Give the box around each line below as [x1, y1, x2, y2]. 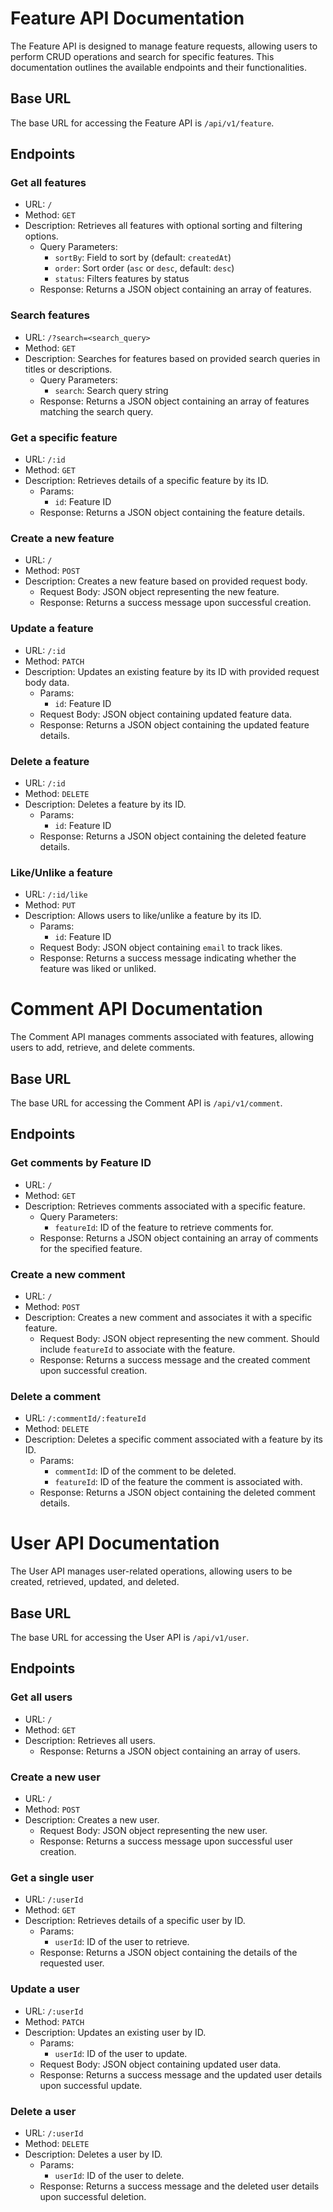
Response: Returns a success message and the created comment [39, 1353, 311, 1366]
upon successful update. [39, 2079, 143, 2091]
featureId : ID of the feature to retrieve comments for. [54, 1221, 274, 1233]
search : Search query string [54, 384, 169, 396]
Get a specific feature [10, 430, 118, 444]
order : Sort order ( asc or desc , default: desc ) [54, 262, 235, 274]
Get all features [10, 176, 87, 190]
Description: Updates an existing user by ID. [24, 2026, 207, 2038]
